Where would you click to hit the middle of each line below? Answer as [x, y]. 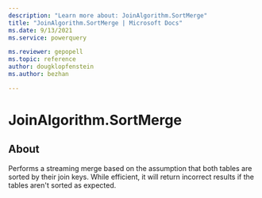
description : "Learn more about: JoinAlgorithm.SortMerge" [108, 15]
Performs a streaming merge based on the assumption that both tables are [130, 168]
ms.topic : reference [42, 59]
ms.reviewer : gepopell [46, 52]
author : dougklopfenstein [51, 67]
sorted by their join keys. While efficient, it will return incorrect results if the [131, 177]
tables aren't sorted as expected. [62, 185]
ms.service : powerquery [48, 38]
